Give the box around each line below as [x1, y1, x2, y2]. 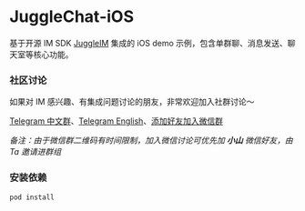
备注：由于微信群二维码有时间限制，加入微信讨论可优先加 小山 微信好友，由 [9, 135, 293, 146]
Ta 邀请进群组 [9, 146, 62, 157]
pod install [9, 193, 55, 202]
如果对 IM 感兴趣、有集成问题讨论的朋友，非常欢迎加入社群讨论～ [9, 96, 255, 107]
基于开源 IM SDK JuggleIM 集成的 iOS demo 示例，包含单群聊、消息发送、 [9, 37, 289, 48]
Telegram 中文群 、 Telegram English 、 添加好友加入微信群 [9, 116, 223, 126]
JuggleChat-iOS [9, 6, 135, 27]
